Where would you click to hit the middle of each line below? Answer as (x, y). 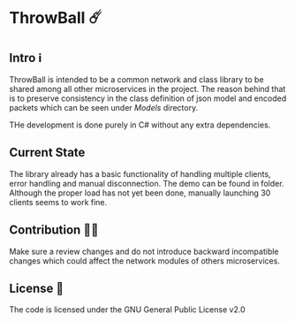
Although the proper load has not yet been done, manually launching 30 (140, 193)
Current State (47, 153)
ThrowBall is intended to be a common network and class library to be (136, 80)
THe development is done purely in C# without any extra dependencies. (140, 125)
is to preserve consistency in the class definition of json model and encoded (148, 98)
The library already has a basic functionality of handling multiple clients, (140, 173)
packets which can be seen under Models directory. (104, 107)
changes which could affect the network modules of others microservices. (145, 261)
